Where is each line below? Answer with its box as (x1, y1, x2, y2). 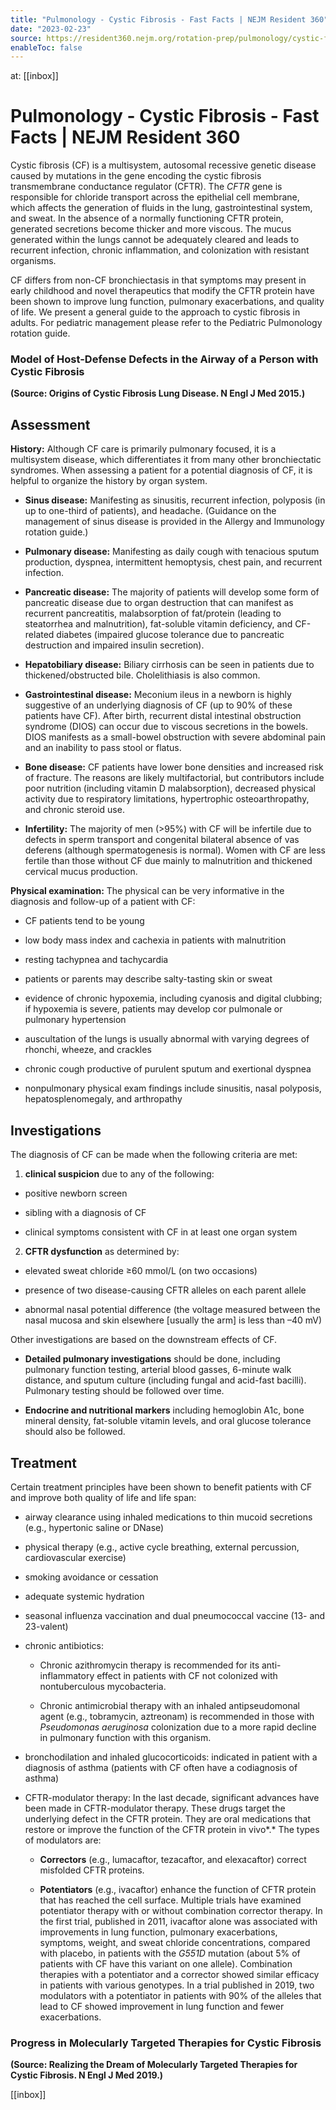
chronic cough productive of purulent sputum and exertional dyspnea (24, 1063, 312, 1075)
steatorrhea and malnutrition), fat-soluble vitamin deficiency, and (24, 618, 293, 630)
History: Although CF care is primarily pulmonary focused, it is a (10, 443, 277, 455)
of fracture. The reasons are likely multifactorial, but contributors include (24, 772, 325, 784)
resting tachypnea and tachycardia (24, 954, 169, 966)
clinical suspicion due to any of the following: (24, 1168, 215, 1180)
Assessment (10, 416, 91, 433)
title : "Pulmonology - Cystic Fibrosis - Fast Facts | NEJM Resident (10, 14, 307, 25)
